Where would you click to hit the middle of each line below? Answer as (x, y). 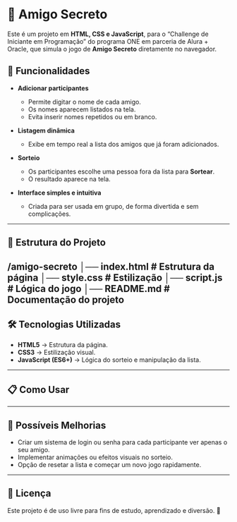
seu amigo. (34, 449)
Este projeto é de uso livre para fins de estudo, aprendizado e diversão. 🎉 (114, 510)
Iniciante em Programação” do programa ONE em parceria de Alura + (108, 41)
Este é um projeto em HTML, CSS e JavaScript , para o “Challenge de (108, 34)
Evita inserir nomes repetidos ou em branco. (92, 116)
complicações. (49, 214)
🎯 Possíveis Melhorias (57, 425)
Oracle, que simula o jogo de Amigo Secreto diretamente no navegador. (112, 49)
